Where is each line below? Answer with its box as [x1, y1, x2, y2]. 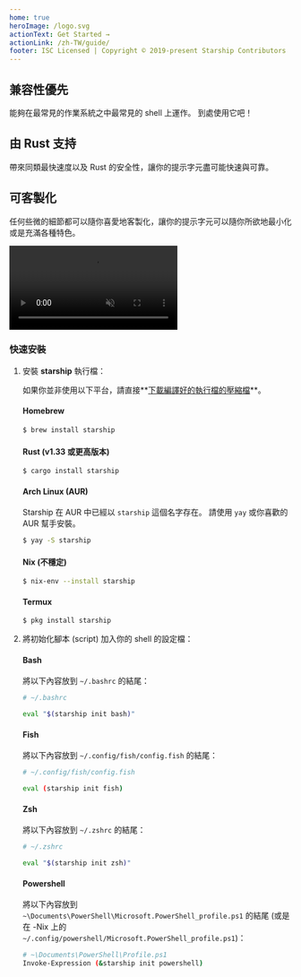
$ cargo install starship [21, 467, 119, 476]
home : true [9, 13, 50, 22]
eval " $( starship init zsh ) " [21, 859, 132, 868]
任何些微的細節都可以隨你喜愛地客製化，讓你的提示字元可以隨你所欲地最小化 [9, 216, 292, 227]
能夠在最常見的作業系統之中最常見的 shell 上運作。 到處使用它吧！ [9, 107, 254, 117]
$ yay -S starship [21, 536, 91, 545]
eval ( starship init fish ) [21, 784, 124, 793]
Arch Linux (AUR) [21, 486, 89, 497]
